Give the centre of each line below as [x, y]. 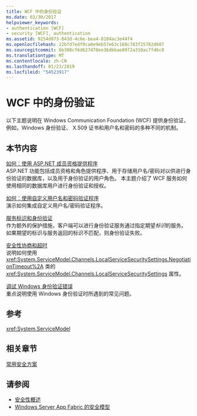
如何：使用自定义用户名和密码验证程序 [52, 198]
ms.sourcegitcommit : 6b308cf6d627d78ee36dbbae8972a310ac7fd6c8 [85, 50]
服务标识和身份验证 [29, 218]
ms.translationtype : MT [35, 55]
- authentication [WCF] [35, 28]
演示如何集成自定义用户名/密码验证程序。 [56, 205]
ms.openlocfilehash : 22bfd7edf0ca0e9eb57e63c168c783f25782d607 [85, 45]
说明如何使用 [21, 253]
